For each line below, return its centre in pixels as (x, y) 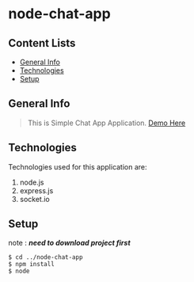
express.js (36, 190)
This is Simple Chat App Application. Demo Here (107, 123)
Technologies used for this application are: (78, 166)
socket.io (34, 199)
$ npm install (32, 265)
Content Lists (42, 43)
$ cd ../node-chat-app (46, 257)
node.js (32, 182)
